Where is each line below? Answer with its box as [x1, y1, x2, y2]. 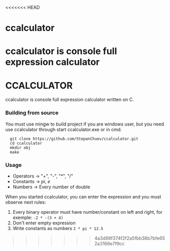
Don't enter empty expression [12, 219, 76, 226]
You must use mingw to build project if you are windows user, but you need [5, 121, 164, 127]
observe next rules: [5, 199, 46, 205]
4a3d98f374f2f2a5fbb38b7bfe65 [94, 235, 165, 241]
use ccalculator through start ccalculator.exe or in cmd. [5, 126, 122, 132]
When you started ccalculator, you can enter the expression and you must [5, 193, 161, 199]
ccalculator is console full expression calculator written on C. [5, 96, 134, 103]
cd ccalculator [10, 140, 42, 146]
